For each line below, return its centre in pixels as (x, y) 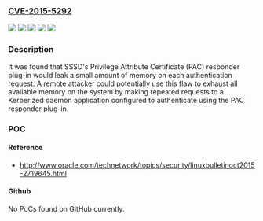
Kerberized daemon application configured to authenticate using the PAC (126, 100)
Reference (26, 148)
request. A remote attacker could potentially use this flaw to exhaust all (123, 83)
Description (31, 50)
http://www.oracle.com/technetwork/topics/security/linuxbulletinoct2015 (137, 165)
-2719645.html (43, 173)
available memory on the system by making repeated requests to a (116, 91)
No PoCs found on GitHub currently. (66, 208)
